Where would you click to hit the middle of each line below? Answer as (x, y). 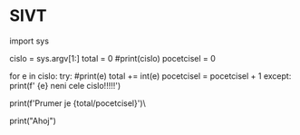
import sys (29, 41)
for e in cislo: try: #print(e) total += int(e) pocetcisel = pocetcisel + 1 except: (150, 76)
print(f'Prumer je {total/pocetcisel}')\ (78, 103)
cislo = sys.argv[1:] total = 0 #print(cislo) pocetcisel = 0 (112, 58)
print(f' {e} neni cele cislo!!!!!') (65, 85)
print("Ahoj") (33, 121)
